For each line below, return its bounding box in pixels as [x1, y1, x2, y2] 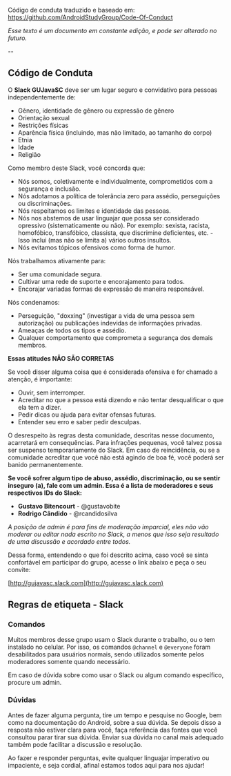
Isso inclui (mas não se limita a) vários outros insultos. [17, 236, 172, 244]
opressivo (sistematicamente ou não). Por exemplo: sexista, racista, [17, 221, 210, 229]
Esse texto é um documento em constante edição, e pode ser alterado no [8, 27, 217, 35]
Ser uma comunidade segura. [17, 269, 102, 278]
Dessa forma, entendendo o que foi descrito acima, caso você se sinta [8, 551, 209, 559]
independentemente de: [8, 93, 77, 101]
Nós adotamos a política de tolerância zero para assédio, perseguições [17, 191, 221, 200]
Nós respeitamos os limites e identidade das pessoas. [17, 207, 172, 215]
